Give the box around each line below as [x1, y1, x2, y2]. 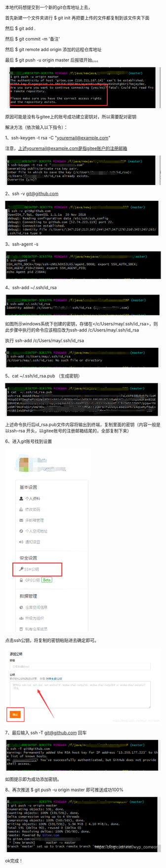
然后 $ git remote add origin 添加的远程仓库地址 [5, 47, 102, 52]
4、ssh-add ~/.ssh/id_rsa [5, 285, 57, 291]
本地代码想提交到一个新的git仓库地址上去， [5, 4, 93, 10]
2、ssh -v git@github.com [5, 190, 59, 196]
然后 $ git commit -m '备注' [5, 36, 60, 42]
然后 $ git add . [5, 25, 36, 31]
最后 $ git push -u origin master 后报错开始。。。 [5, 57, 101, 63]
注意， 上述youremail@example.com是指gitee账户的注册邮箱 [5, 145, 127, 151]
